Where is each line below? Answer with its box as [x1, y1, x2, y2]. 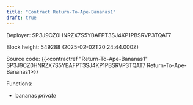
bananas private [15, 92, 57, 99]
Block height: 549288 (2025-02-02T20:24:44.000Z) [6, 43, 139, 51]
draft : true [6, 15, 37, 21]
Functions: [6, 80, 33, 87]
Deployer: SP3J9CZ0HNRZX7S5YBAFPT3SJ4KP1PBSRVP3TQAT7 [6, 31, 172, 38]
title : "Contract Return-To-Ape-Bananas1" [6, 9, 116, 15]
